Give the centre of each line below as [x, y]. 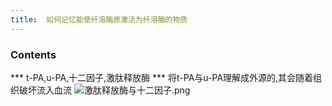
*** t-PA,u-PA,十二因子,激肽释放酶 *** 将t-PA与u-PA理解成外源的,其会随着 [162, 77]
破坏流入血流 [45, 90]
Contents [33, 54]
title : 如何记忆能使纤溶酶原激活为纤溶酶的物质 [99, 19]
